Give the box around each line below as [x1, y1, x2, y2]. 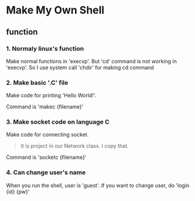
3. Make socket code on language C [6, 118, 110, 126]
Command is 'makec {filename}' [6, 103, 84, 110]
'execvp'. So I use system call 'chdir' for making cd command [6, 64, 154, 71]
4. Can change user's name [6, 168, 86, 176]
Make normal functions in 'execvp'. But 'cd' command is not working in [6, 57, 177, 64]
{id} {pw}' [6, 188, 30, 195]
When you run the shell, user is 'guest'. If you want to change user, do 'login [6, 182, 190, 189]
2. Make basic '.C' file [6, 79, 69, 87]
